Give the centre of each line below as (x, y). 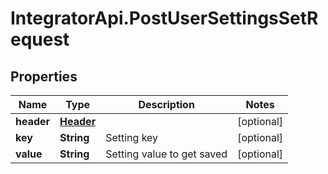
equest (40, 39)
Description (166, 104)
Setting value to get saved (166, 154)
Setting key (132, 137)
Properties (44, 76)
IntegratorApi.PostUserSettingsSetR (164, 18)
